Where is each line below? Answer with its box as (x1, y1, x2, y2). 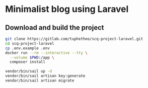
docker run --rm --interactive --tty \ (5, 50, 88, 55)
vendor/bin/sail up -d (5, 69, 52, 74)
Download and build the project (5, 23, 104, 32)
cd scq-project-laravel (5, 41, 55, 46)
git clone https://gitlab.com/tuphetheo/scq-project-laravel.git (5, 36, 143, 41)
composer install (9, 60, 46, 65)
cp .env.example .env (5, 46, 50, 51)
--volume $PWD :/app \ (9, 55, 55, 60)
